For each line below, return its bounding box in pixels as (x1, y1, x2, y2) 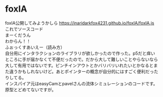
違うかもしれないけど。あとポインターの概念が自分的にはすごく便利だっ (9, 68, 154, 74)
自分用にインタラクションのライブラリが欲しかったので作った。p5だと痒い (5, 50, 155, 56)
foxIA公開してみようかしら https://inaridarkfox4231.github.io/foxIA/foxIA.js (5, 20, 154, 26)
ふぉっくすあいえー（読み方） (5, 44, 65, 50)
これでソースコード (5, 26, 43, 32)
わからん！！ (5, 38, 31, 44)
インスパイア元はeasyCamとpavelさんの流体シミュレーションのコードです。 (5, 81, 158, 86)
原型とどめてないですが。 (5, 86, 56, 93)
